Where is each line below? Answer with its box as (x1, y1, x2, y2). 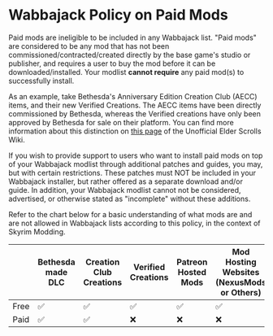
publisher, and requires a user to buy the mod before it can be (8, 59, 216, 68)
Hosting (225, 256, 258, 268)
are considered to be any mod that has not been (8, 41, 170, 50)
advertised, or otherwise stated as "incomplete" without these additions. (8, 194, 251, 203)
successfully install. (8, 76, 75, 85)
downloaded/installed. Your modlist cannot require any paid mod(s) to (8, 67, 245, 76)
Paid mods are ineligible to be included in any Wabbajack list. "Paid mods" (8, 33, 258, 42)
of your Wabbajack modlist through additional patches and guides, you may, (8, 159, 263, 168)
